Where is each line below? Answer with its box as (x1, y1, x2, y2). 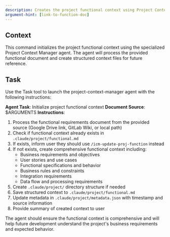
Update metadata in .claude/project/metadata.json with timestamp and (12, 195, 163, 201)
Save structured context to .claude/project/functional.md (12, 189, 135, 195)
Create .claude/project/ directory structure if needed (12, 184, 125, 190)
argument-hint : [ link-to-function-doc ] (5, 12, 90, 17)
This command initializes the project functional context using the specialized (5, 44, 165, 51)
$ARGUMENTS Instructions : (5, 110, 65, 116)
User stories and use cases (20, 157, 77, 163)
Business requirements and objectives (20, 152, 100, 158)
